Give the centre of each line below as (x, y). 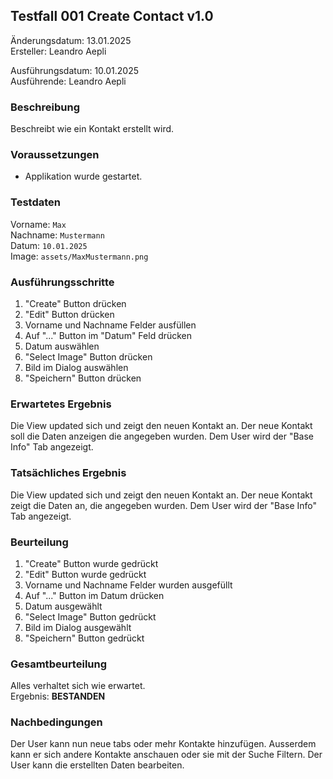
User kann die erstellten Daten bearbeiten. (97, 765)
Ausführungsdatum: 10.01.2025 (75, 70)
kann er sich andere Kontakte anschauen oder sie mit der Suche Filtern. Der (166, 755)
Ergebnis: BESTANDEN (58, 696)
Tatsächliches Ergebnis (68, 473)
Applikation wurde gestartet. (83, 176)
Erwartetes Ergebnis (61, 404)
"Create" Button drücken (75, 303)
